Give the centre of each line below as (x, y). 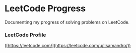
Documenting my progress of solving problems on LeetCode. (67, 22)
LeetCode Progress (45, 9)
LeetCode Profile (25, 35)
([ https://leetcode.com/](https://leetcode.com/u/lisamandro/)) (68, 46)
